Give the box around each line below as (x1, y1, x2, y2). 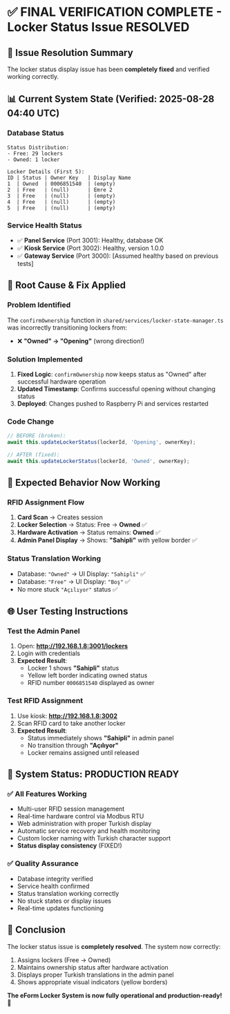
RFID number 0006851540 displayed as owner (27, 679, 155, 687)
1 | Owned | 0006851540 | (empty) (7, 180, 116, 187)
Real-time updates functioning (17, 903, 104, 912)
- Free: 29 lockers (7, 150, 64, 157)
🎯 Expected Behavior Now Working (7, 477, 161, 489)
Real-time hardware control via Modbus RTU (17, 812, 144, 820)
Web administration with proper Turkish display (17, 820, 152, 828)
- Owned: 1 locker (7, 156, 60, 163)
